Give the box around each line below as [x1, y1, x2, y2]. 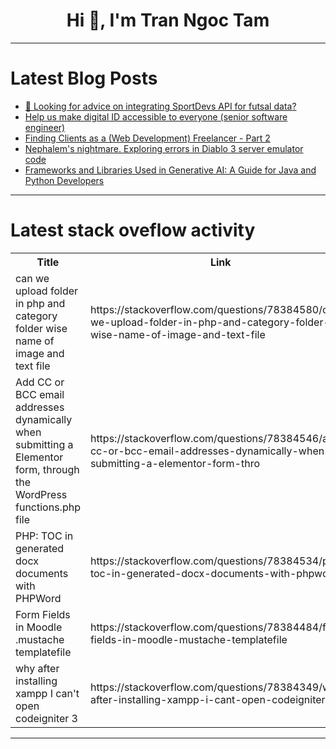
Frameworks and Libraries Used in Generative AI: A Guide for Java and [24, 164, 317, 176]
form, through [15, 462, 80, 476]
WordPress [15, 487, 68, 501]
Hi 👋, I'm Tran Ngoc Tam [66, 9, 270, 32]
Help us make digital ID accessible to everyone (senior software [24, 110, 288, 123]
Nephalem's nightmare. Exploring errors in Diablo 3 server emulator [24, 142, 304, 154]
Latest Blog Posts [10, 67, 158, 90]
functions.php [15, 500, 81, 514]
